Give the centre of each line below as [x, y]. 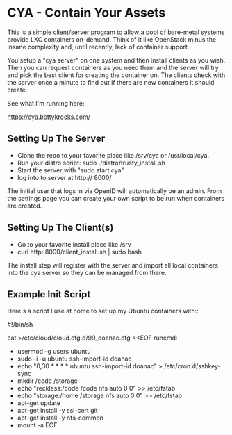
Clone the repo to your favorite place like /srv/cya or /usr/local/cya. [113, 155]
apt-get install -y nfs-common [60, 418]
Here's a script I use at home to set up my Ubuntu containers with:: [103, 311]
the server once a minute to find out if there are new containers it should [111, 82]
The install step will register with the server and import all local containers [113, 265]
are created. [25, 206]
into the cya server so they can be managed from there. [87, 272]
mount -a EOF [37, 425]
